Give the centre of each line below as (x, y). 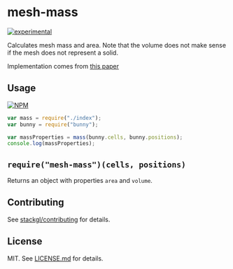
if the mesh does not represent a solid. (63, 53)
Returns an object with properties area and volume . (80, 181)
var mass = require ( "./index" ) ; (54, 118)
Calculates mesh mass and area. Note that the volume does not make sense (116, 45)
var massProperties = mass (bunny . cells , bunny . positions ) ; (95, 137)
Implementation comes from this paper (63, 66)
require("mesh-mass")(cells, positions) (97, 164)
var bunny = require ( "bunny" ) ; (53, 124)
